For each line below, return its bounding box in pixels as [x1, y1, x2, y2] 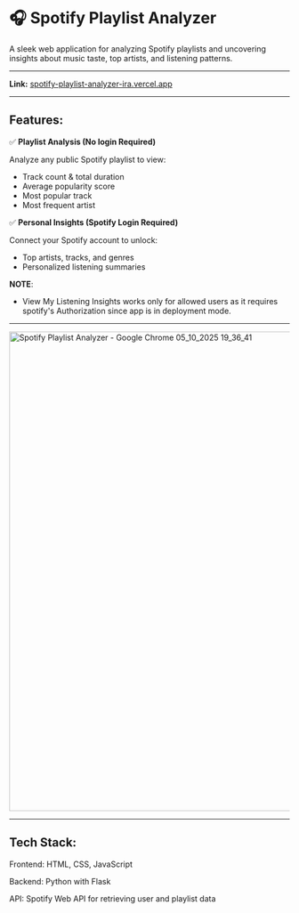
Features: [9, 113, 64, 128]
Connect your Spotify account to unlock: [9, 234, 158, 246]
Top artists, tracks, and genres [21, 252, 135, 263]
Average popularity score [21, 181, 116, 191]
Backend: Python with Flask [9, 876, 111, 886]
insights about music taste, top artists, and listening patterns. [9, 53, 233, 63]
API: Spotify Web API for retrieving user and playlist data [9, 893, 216, 904]
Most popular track [21, 190, 93, 201]
